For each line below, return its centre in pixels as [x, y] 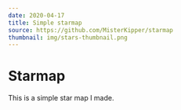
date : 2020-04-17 [36, 15]
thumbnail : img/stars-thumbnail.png [68, 37]
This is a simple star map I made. [61, 98]
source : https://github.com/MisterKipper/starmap [91, 30]
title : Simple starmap [45, 23]
